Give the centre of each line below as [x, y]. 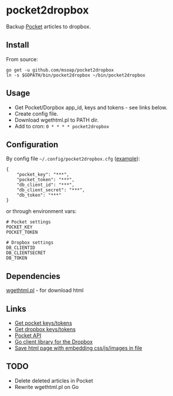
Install [18, 45]
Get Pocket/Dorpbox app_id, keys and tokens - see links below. [91, 107]
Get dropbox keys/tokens [45, 329]
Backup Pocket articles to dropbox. [48, 26]
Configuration [32, 144]
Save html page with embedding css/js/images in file [78, 348]
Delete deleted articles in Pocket [54, 381]
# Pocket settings [28, 222]
